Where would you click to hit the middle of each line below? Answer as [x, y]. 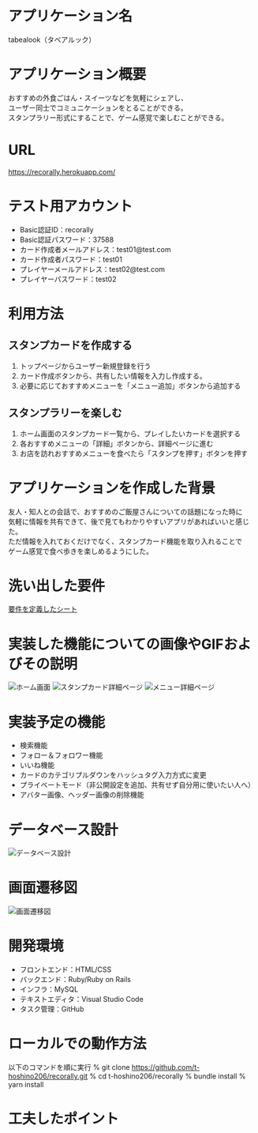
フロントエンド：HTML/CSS [65, 969]
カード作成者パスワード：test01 [71, 259]
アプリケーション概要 [77, 75]
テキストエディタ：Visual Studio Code [81, 999]
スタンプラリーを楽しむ [65, 413]
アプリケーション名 [70, 16]
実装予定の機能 [57, 722]
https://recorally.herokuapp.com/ [62, 171]
